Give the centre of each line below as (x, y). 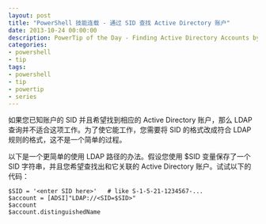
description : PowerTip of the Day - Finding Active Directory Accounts (129, 38)
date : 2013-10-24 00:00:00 (53, 30)
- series (23, 97)
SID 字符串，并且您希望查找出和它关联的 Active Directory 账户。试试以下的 (130, 166)
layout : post (30, 15)
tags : (17, 67)
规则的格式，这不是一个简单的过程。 (67, 140)
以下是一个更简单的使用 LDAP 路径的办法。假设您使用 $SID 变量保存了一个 (129, 157)
